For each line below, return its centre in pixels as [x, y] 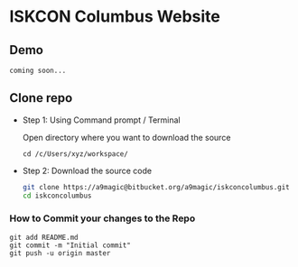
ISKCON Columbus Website [115, 17]
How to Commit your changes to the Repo [102, 218]
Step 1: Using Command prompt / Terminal [101, 120]
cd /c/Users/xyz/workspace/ [75, 154]
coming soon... [38, 70]
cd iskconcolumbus [57, 196]
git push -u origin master [60, 253]
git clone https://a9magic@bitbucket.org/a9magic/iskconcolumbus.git [156, 187]
